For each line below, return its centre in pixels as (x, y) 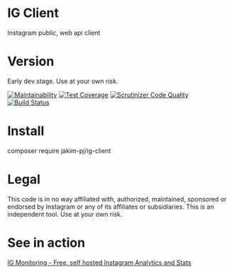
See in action (46, 242)
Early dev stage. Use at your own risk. (63, 81)
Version (31, 61)
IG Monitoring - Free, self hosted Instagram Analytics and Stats (99, 262)
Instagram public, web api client (54, 33)
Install (26, 131)
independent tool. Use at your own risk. (65, 214)
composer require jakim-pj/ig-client (59, 150)
